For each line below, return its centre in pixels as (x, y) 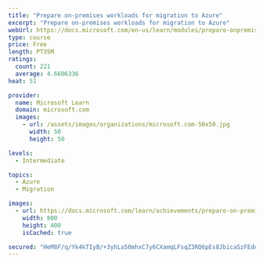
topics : (21, 175)
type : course (29, 37)
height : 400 (42, 225)
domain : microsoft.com (52, 110)
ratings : (22, 60)
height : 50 (47, 139)
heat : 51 (22, 81)
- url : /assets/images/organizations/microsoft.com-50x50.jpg (126, 125)
